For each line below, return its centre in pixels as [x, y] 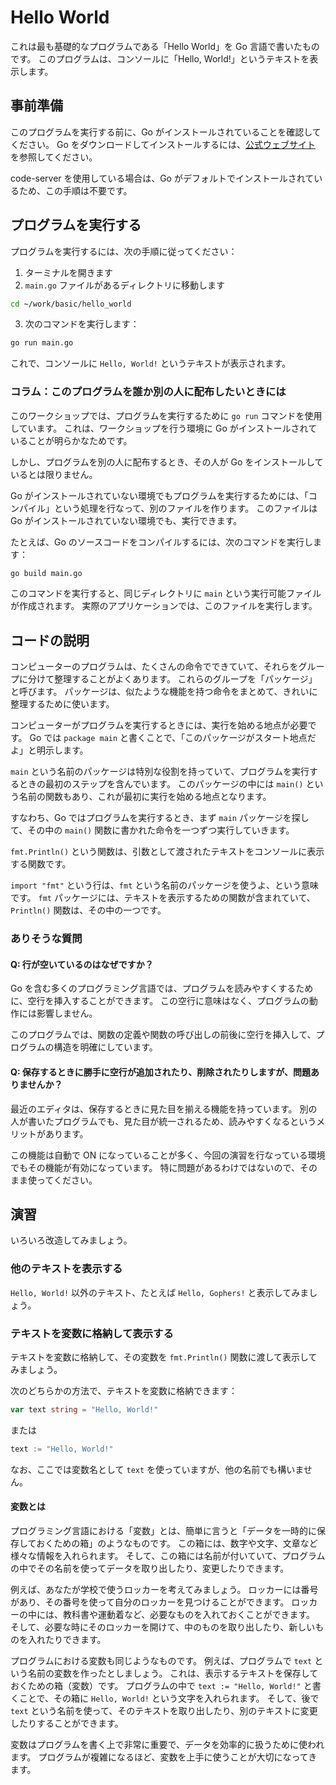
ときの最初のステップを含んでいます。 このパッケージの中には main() [161, 784]
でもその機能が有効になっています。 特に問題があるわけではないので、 [155, 1167]
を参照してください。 [54, 157]
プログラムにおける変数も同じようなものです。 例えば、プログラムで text [161, 1660]
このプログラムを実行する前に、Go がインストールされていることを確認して [166, 132]
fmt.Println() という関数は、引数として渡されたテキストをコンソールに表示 [167, 852]
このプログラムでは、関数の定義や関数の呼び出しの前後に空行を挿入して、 [163, 1035]
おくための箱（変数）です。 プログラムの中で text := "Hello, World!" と [161, 1685]
